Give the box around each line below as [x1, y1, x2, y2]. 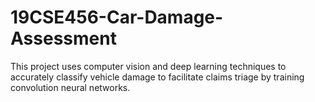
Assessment [10, 27, 117, 50]
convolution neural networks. [10, 81, 131, 93]
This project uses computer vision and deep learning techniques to [10, 60, 287, 72]
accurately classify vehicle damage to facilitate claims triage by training [10, 71, 305, 83]
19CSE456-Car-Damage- [10, 6, 224, 29]
